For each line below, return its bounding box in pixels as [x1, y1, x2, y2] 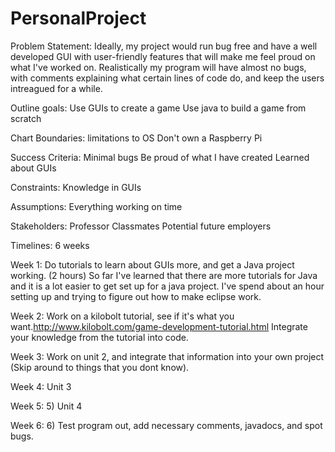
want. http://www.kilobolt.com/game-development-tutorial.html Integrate [10, 320, 308, 332]
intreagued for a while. [10, 82, 103, 94]
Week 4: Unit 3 [10, 380, 72, 392]
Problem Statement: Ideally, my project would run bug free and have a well [10, 40, 318, 52]
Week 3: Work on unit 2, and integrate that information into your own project [10, 350, 325, 362]
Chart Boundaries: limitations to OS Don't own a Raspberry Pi [10, 132, 263, 144]
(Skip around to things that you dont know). [10, 361, 190, 373]
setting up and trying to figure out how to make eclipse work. [10, 290, 262, 302]
